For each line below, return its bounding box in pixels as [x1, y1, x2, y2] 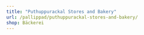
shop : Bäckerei [6, 20, 44, 26]
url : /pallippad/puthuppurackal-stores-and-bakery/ [6, 14, 138, 20]
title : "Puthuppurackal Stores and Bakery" [6, 8, 117, 15]
